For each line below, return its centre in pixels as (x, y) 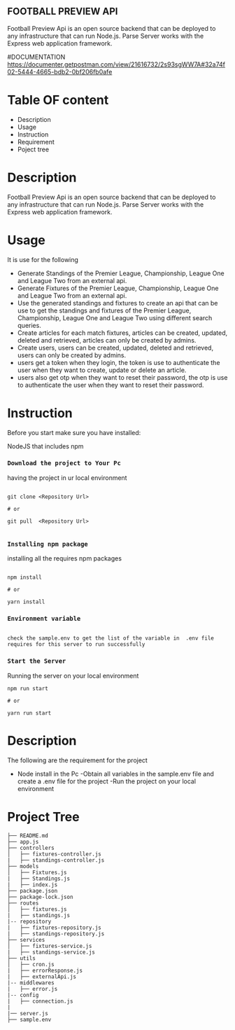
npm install (24, 577)
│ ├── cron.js (31, 964)
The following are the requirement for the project (78, 760)
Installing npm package (48, 544)
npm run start (28, 688)
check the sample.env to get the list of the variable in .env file (111, 638)
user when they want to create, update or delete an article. (102, 370)
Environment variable (44, 619)
